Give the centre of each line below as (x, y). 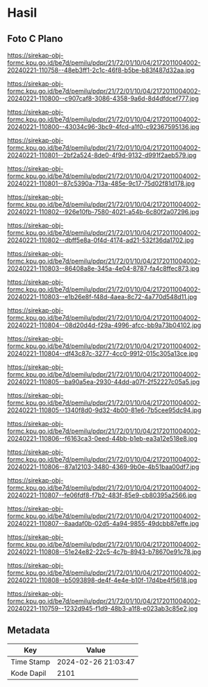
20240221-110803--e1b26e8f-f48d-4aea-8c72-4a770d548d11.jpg (102, 297)
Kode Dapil (29, 673)
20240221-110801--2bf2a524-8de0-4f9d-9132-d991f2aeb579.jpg (102, 155)
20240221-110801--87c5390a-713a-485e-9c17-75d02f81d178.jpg (101, 183)
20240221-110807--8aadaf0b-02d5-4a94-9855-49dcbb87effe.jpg (103, 523)
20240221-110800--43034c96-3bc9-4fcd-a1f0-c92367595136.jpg (103, 127)
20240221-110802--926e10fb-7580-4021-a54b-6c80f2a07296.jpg (103, 212)
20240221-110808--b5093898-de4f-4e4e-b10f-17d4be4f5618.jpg (102, 580)
